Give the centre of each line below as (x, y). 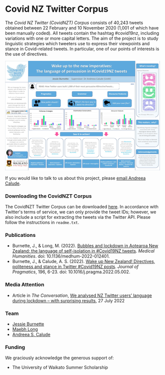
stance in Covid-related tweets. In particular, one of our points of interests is (82, 49)
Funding (15, 347)
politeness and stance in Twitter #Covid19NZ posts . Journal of (75, 267)
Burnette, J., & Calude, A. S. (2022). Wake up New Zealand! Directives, (84, 261)
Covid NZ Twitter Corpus (57, 9)
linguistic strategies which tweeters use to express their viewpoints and (77, 43)
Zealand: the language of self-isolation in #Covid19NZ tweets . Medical (83, 251)
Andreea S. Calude (31, 334)
